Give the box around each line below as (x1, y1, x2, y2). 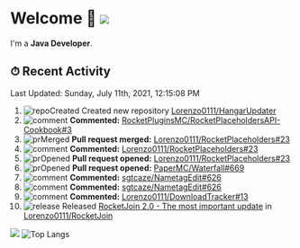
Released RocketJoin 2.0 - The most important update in (62, 200, 273, 211)
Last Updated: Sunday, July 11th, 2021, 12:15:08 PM (10, 87, 201, 98)
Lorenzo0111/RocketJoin (23, 210, 114, 221)
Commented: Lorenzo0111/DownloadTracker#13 (69, 190, 249, 201)
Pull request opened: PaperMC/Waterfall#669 (72, 162, 245, 173)
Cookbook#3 (23, 124, 73, 135)
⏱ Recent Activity (10, 64, 112, 79)
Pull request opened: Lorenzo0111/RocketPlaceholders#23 (72, 153, 291, 164)
